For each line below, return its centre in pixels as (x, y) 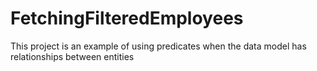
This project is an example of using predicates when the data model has (158, 46)
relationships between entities (72, 56)
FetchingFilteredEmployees (127, 18)
